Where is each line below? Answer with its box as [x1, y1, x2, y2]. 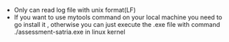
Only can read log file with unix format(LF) [13, 6, 137, 14]
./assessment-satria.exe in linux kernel [13, 28, 126, 36]
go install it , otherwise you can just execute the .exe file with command [13, 21, 221, 28]
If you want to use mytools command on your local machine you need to [13, 13, 223, 21]
